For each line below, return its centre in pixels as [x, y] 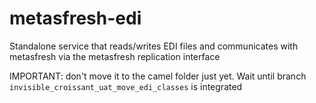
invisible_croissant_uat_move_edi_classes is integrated [126, 86]
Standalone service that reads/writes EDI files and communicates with [154, 46]
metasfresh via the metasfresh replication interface [115, 56]
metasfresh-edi [75, 18]
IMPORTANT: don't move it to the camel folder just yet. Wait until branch [158, 76]
